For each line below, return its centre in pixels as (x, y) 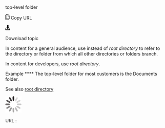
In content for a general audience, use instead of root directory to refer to (83, 48)
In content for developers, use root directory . (53, 64)
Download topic (22, 39)
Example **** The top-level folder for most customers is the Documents (81, 74)
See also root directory (29, 89)
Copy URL (21, 18)
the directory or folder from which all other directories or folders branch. (81, 54)
